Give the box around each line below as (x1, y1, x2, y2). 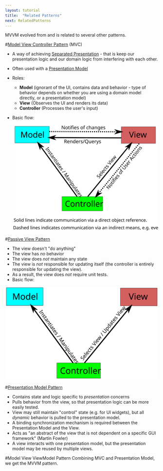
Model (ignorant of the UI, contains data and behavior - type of (19, 84, 146, 90)
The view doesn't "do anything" (12, 246, 76, 251)
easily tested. (12, 404, 39, 410)
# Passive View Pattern (5, 236, 50, 242)
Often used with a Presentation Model (12, 66, 89, 72)
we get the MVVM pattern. (5, 460, 58, 466)
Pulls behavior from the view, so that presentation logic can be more (12, 399, 149, 405)
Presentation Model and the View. (12, 425, 80, 430)
